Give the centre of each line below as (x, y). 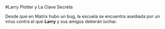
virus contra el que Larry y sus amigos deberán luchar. (61, 22)
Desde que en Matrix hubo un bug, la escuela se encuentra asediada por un (82, 16)
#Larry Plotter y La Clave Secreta (39, 7)
